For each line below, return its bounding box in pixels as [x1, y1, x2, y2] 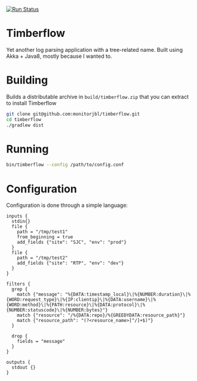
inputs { [6, 213, 28, 219]
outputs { [6, 360, 31, 365]
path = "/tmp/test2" [17, 255, 68, 261]
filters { [6, 281, 31, 287]
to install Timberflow [6, 99, 57, 107]
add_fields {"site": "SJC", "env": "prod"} [17, 239, 127, 246]
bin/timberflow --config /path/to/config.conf [6, 162, 124, 168]
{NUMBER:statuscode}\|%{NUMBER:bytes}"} [6, 307, 109, 313]
